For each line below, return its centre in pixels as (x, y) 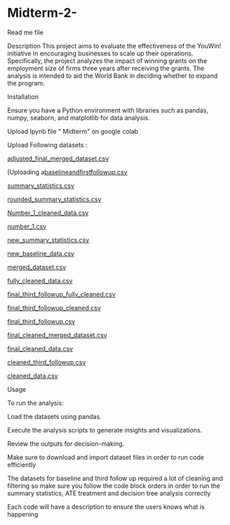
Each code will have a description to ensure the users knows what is (106, 507)
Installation (23, 97)
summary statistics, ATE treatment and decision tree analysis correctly (109, 493)
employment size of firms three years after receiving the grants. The (106, 68)
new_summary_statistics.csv (48, 240)
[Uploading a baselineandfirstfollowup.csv (67, 172)
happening (23, 514)
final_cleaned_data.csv (40, 348)
